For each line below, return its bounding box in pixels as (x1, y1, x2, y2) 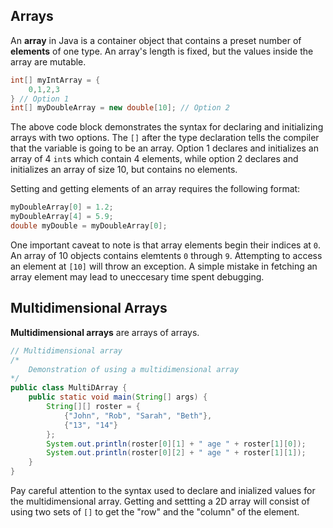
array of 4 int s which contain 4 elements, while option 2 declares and (10, 153, 299, 165)
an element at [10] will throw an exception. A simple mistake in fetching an (10, 260, 318, 272)
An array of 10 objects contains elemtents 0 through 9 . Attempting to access (10, 249, 323, 261)
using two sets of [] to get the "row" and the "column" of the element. (10, 506, 300, 518)
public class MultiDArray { (10, 383, 128, 393)
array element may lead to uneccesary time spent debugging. (10, 270, 265, 283)
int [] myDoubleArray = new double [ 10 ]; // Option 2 (10, 103, 230, 113)
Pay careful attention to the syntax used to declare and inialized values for (10, 485, 316, 496)
